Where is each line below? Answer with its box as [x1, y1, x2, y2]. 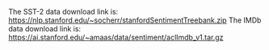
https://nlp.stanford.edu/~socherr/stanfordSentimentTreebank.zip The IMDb [8, 15, 262, 25]
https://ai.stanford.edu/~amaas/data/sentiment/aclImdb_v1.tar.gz [8, 32, 224, 42]
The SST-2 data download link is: [8, 7, 119, 16]
